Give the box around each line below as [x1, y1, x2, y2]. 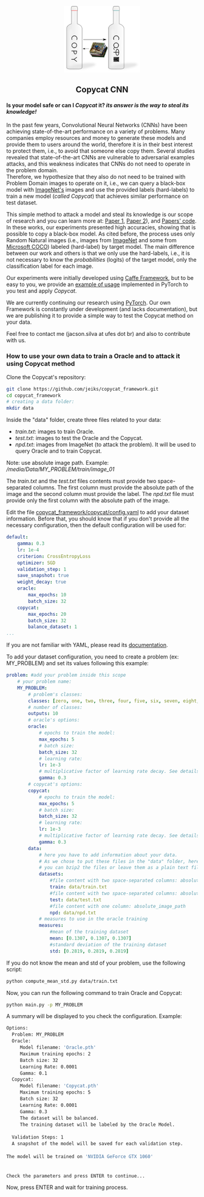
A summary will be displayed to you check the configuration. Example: [6, 1013, 182, 1020]
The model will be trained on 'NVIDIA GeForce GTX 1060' [6, 1153, 154, 1159]
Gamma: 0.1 [19, 1070, 47, 1077]
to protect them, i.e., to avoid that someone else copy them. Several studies [6, 147, 195, 155]
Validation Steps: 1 [12, 1134, 64, 1140]
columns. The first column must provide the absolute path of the [33, 484, 194, 491]
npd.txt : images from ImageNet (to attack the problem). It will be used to [15, 441, 196, 448]
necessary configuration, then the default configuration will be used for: [6, 522, 186, 529]
